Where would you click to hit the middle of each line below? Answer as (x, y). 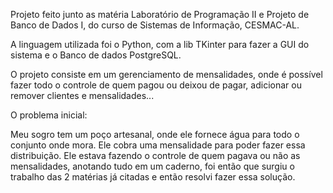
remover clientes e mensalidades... (82, 95)
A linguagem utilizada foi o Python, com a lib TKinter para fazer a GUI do (160, 44)
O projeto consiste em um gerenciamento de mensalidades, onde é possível (166, 74)
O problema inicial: (49, 115)
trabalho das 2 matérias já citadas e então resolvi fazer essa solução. (153, 177)
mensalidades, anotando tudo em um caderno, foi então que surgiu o (152, 166)
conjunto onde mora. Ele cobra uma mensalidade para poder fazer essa (158, 145)
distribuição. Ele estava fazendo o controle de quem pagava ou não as (155, 155)
